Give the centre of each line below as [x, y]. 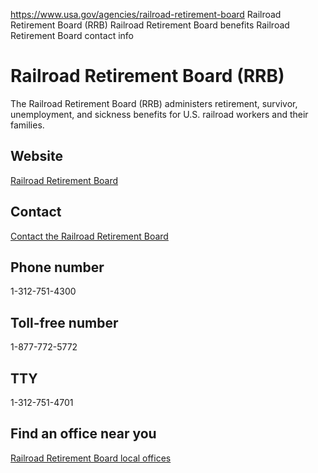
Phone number [57, 267]
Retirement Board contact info [72, 35]
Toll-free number [64, 322]
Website [36, 156]
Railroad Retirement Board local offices [91, 458]
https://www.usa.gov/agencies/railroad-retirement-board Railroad [146, 14]
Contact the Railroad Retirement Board [89, 236]
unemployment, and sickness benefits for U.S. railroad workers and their [159, 114]
